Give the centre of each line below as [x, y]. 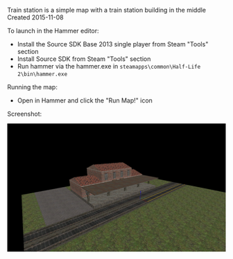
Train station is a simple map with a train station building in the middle [107, 10]
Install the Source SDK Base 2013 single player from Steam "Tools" [113, 44]
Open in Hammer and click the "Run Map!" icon [85, 100]
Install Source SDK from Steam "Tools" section [84, 59]
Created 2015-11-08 [35, 17]
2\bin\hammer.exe [42, 74]
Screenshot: [25, 114]
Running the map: [32, 87]
